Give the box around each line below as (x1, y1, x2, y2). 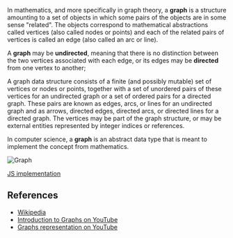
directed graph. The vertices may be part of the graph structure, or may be (7, 114, 222, 122)
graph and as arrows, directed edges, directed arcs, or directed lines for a (7, 107, 219, 115)
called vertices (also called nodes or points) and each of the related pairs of (7, 28, 225, 36)
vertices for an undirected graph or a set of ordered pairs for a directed (7, 92, 211, 100)
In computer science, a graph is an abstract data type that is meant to (7, 135, 207, 143)
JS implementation (7, 170, 61, 177)
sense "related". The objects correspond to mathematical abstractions (7, 21, 209, 29)
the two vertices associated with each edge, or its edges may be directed (7, 56, 219, 65)
